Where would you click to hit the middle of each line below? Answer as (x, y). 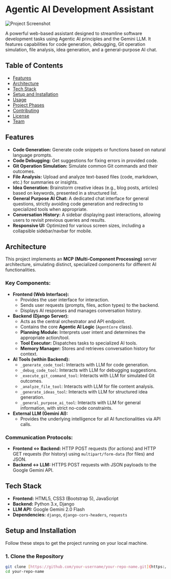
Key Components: (28, 283)
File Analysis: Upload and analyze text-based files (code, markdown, (85, 176)
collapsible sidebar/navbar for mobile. (52, 231)
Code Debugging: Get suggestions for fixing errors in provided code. (85, 160)
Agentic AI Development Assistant (80, 9)
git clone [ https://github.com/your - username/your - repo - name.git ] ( (78, 567)
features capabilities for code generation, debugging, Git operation (75, 44)
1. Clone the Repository (34, 556)
